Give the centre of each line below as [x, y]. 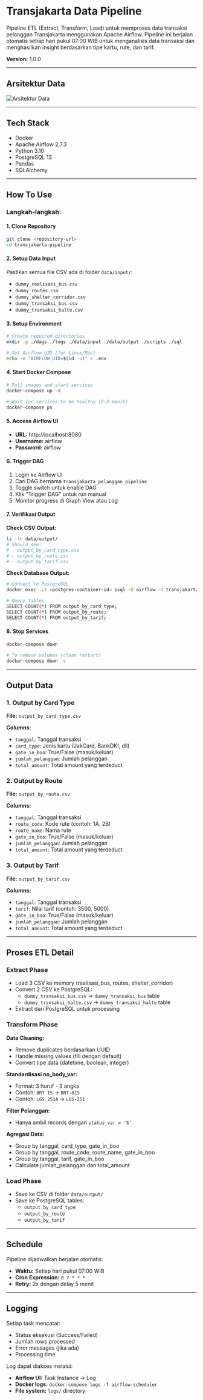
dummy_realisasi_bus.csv [46, 284]
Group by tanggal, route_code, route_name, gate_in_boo [85, 1152]
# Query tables [25, 601]
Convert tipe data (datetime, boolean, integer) [72, 1062]
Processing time [35, 1354]
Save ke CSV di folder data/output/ [59, 1194]
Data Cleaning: [25, 1037]
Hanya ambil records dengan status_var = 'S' [73, 1122]
